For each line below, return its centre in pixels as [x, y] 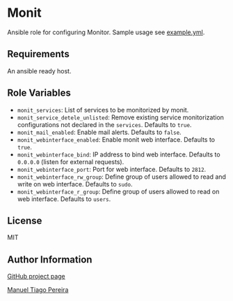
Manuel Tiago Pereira [38, 290]
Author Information [50, 259]
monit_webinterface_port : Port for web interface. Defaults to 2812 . [112, 169]
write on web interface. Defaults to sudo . [75, 184]
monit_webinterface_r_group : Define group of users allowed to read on [118, 191]
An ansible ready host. [39, 71]
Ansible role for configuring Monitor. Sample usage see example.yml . [106, 32]
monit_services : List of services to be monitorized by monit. [103, 110]
